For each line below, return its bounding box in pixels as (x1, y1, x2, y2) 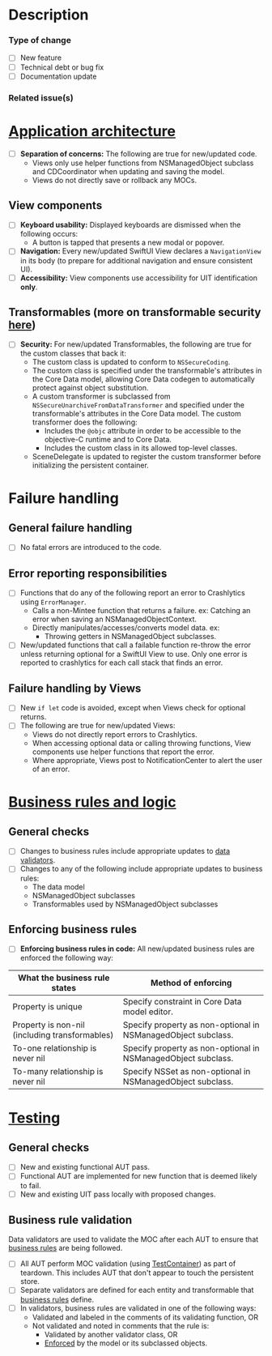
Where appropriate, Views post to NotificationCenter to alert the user (32, 756, 263, 765)
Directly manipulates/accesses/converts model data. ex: (32, 623, 220, 633)
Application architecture (8, 122, 176, 140)
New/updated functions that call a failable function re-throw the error (19, 640, 251, 650)
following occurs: (19, 229, 79, 239)
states (51, 983, 77, 994)
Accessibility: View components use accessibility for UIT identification (19, 273, 257, 283)
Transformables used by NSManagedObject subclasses (32, 899, 219, 909)
